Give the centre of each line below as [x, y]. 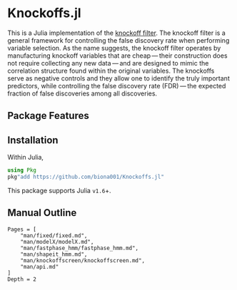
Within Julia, [26, 157]
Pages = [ [22, 229]
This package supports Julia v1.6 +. [60, 190]
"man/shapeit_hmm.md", [54, 254]
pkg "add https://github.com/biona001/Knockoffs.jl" [86, 177]
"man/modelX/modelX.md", [57, 242]
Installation [33, 140]
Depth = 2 [22, 279]
